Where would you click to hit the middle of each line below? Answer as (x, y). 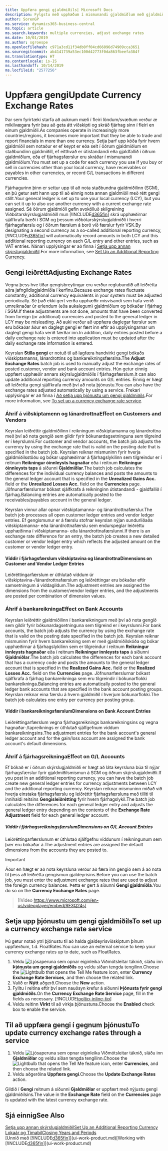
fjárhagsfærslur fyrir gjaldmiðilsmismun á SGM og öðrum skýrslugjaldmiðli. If (83, 773)
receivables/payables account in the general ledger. (59, 500)
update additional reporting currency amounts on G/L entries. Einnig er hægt (84, 379)
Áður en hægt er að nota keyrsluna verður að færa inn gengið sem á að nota (83, 869)
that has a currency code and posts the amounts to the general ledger (77, 662)
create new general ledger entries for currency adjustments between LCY (81, 783)
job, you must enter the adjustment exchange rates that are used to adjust (81, 880)
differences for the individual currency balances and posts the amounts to (81, 473)
